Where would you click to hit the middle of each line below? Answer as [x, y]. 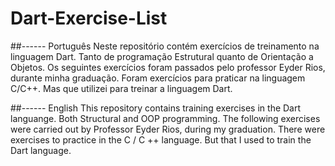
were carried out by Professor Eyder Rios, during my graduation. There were [168, 129]
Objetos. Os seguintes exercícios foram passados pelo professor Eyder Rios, [168, 67]
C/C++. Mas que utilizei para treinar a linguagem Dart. [121, 88]
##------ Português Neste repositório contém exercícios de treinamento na [165, 46]
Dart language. [41, 150]
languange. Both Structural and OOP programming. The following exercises [165, 118]
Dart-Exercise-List [89, 18]
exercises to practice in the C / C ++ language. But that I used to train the [161, 139]
